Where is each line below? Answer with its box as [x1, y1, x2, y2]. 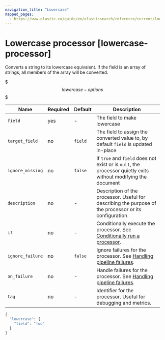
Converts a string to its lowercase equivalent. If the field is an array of [5, 64, 146, 70]
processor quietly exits [96, 167, 149, 174]
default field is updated [96, 141, 152, 148]
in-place [96, 147, 117, 154]
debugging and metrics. [96, 300, 151, 307]
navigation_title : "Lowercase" [5, 7, 69, 12]
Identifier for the [96, 287, 134, 294]
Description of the [96, 187, 138, 194]
